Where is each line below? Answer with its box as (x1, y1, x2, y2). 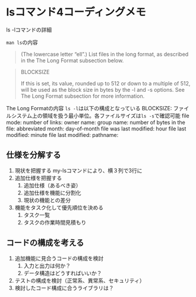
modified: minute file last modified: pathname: (6, 131, 119, 138)
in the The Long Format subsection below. (20, 57, 124, 64)
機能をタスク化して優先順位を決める (14, 204, 104, 211)
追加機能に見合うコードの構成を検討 (14, 254, 104, 261)
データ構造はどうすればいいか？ (23, 269, 102, 276)
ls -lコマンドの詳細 (6, 26, 52, 33)
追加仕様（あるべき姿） (23, 181, 81, 189)
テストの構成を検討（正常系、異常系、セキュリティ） (14, 277, 145, 284)
